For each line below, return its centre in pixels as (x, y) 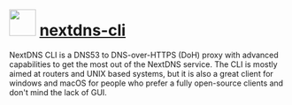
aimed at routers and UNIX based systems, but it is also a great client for (142, 73)
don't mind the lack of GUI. (58, 92)
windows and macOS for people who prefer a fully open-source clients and (146, 83)
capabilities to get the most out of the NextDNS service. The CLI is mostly (143, 64)
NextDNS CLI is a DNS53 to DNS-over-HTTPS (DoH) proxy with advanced (144, 55)
